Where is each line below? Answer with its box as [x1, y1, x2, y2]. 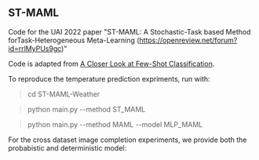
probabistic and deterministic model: [8, 143, 127, 152]
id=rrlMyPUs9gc [8, 43, 62, 53]
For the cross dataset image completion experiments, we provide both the [8, 135, 247, 144]
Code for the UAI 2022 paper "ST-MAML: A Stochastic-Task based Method [8, 27, 251, 36]
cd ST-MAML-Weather [27, 89, 100, 99]
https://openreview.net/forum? [139, 35, 238, 45]
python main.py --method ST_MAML [27, 104, 146, 114]
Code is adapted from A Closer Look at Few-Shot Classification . [8, 59, 215, 68]
